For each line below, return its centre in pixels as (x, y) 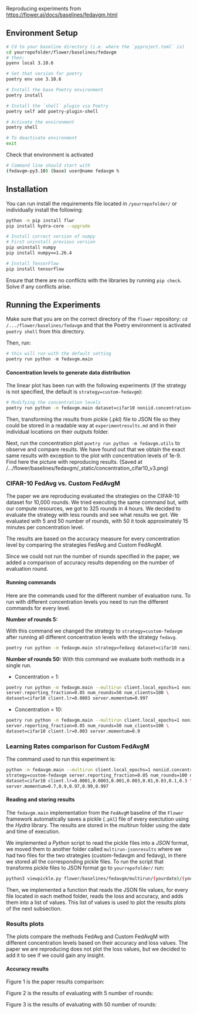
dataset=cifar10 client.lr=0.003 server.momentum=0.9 (73, 731)
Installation (27, 190)
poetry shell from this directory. (46, 332)
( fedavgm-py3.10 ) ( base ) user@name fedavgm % (62, 171)
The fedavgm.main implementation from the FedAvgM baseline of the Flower (95, 812)
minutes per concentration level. (45, 527)
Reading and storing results (40, 799)
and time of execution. (33, 831)
